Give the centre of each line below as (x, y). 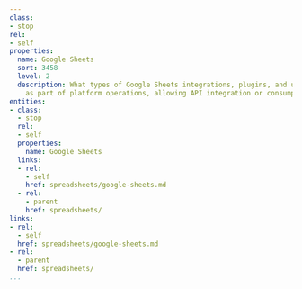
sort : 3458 (38, 68)
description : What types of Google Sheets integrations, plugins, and (152, 85)
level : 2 (34, 77)
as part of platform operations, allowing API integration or (144, 93)
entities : (28, 101)
